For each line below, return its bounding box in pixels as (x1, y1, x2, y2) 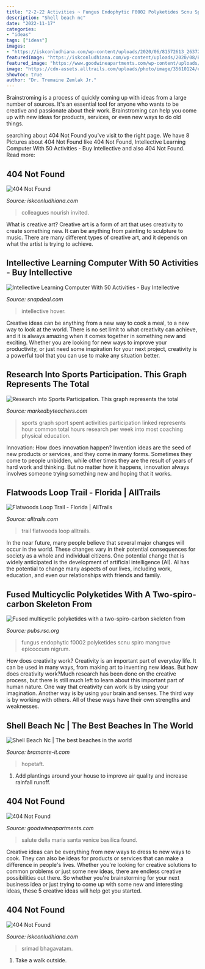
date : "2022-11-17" (6, 20, 56, 26)
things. (6, 120, 24, 127)
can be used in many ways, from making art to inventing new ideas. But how (6, 664, 198, 671)
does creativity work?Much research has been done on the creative (6, 670, 177, 677)
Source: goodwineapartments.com (6, 824, 94, 831)
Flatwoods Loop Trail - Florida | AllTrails (6, 487, 160, 498)
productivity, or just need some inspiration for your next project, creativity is (6, 345, 197, 352)
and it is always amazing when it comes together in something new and (6, 332, 186, 339)
